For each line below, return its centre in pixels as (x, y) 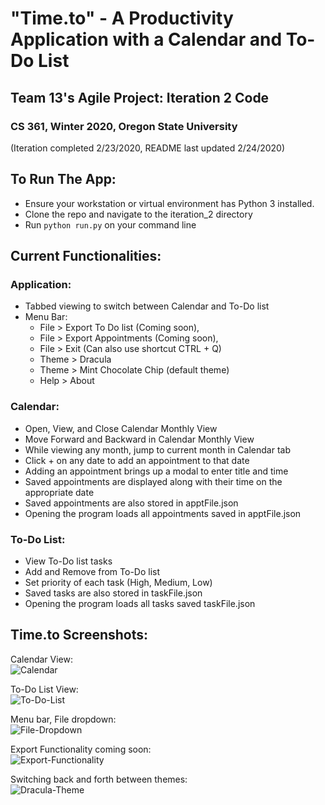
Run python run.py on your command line (110, 224)
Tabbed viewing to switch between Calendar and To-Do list (147, 306)
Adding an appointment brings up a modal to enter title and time (156, 471)
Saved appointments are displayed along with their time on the (153, 481)
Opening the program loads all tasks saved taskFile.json (140, 603)
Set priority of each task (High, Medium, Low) (118, 582)
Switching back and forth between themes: (99, 779)
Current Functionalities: (86, 256)
